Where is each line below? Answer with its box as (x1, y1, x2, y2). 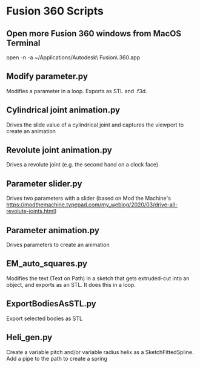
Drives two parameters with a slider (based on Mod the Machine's (6, 195, 172, 202)
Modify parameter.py (6, 71, 88, 82)
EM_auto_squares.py (6, 258, 88, 269)
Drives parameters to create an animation (6, 241, 110, 249)
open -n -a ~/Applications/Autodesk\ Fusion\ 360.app (6, 54, 141, 61)
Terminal (6, 38, 41, 48)
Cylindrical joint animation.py (6, 105, 120, 116)
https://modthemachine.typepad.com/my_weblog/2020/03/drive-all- (6, 201, 178, 208)
